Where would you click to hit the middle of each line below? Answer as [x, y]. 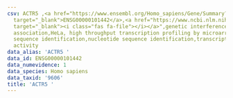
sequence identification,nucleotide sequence [80, 39]
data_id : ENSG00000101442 [44, 59]
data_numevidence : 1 [37, 65]
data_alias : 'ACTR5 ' [38, 52]
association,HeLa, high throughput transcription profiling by [106, 33]
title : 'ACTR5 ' [31, 84]
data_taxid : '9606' [35, 78]
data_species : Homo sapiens [48, 71]
